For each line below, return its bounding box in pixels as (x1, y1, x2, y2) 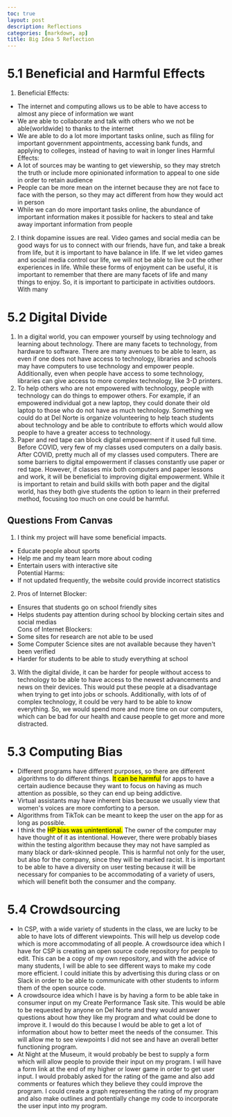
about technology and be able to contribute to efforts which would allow (17, 421, 223, 429)
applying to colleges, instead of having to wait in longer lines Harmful (17, 146, 215, 155)
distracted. (17, 719, 48, 728)
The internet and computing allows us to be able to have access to (17, 102, 208, 111)
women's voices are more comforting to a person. (17, 803, 161, 812)
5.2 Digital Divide (7, 309, 107, 325)
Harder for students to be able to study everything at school (17, 654, 188, 663)
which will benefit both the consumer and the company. (17, 877, 177, 885)
